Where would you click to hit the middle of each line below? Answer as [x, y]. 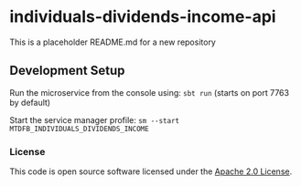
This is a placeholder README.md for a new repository [113, 42]
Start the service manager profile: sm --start [95, 119]
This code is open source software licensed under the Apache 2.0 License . [151, 171]
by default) [30, 102]
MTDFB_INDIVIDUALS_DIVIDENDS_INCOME [79, 129]
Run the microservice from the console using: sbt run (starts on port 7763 [150, 92]
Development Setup [67, 71]
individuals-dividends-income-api [143, 17]
